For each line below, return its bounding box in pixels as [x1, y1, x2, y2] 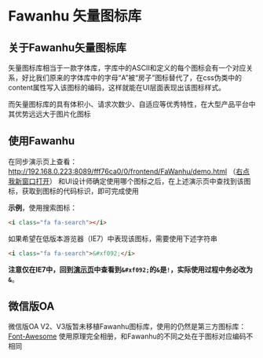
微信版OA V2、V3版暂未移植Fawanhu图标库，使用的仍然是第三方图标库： [8, 322, 247, 331]
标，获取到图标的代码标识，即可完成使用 [8, 186, 139, 195]
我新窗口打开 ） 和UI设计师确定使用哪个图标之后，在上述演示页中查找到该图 [8, 176, 251, 185]
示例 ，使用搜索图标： [8, 203, 77, 212]
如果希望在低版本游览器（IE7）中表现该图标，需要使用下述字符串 [8, 233, 218, 243]
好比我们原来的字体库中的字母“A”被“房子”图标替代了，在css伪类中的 [21, 73, 242, 82]
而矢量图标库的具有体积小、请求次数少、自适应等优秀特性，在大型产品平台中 [8, 100, 256, 108]
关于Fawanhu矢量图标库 [8, 41, 127, 54]
